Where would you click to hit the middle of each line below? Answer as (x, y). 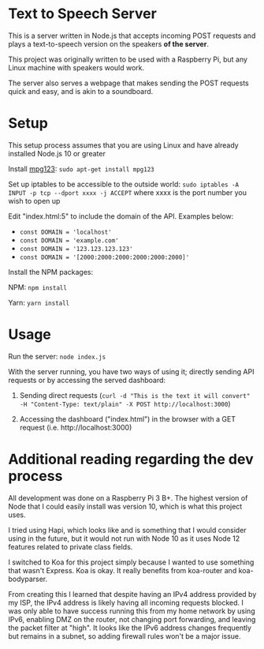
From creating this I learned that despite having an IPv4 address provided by (132, 594)
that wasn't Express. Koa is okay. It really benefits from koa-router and (123, 570)
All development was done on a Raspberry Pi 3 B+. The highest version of (128, 497)
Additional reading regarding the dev (131, 460)
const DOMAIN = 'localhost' (65, 232)
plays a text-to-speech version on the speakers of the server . (108, 43)
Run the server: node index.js (57, 356)
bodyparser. (28, 579)
